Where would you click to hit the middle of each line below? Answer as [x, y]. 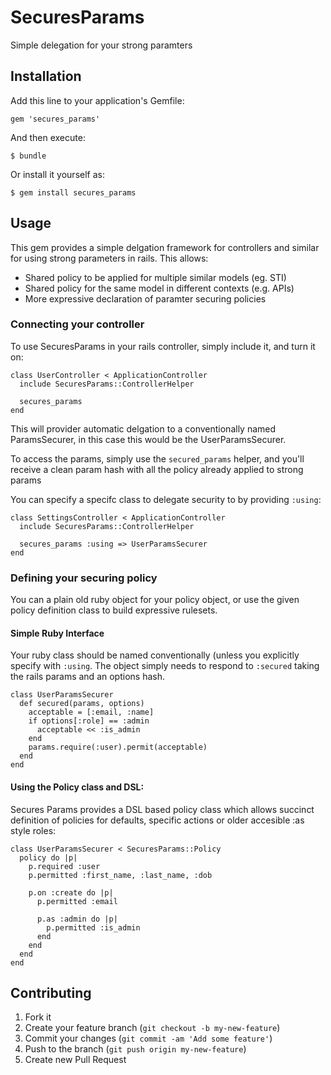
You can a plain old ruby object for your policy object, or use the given [155, 600]
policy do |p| [48, 857]
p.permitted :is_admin [93, 927]
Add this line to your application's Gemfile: [97, 100]
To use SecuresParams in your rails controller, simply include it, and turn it [163, 346]
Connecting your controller [77, 324]
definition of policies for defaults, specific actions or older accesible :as [157, 820]
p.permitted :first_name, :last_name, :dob [120, 875]
